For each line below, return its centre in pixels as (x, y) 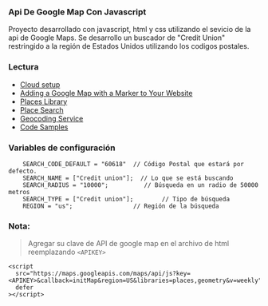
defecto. (23, 171)
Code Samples (44, 127)
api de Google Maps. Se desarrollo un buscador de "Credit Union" (117, 38)
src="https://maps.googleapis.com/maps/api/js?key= (103, 274)
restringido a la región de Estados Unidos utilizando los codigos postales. (129, 46)
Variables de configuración (62, 148)
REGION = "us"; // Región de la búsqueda (121, 206)
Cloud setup (40, 84)
